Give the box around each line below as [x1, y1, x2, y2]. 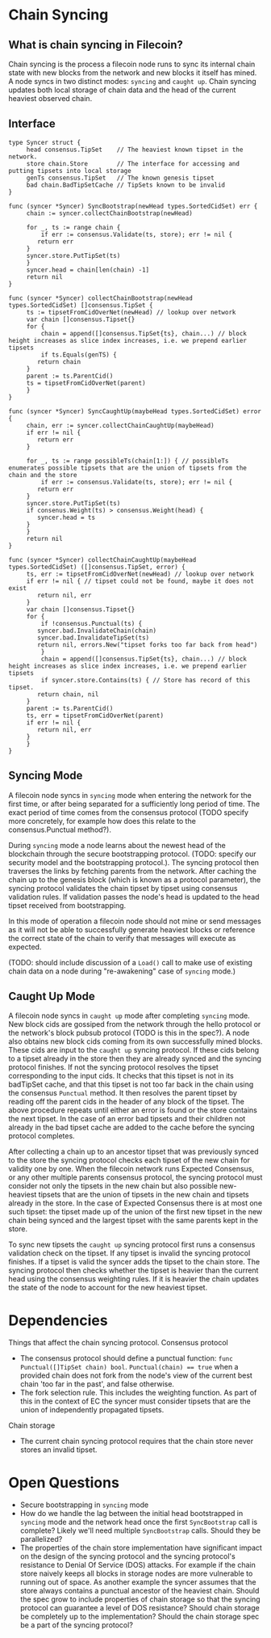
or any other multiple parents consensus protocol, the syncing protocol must [8, 1172, 263, 1182]
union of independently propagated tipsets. [19, 1405, 165, 1415]
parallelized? [19, 1535, 63, 1544]
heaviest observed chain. [8, 94, 93, 103]
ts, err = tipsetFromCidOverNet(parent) [26, 711, 164, 720]
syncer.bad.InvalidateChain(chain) [37, 627, 157, 635]
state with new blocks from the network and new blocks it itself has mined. [8, 68, 257, 78]
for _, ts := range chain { [26, 223, 121, 231]
